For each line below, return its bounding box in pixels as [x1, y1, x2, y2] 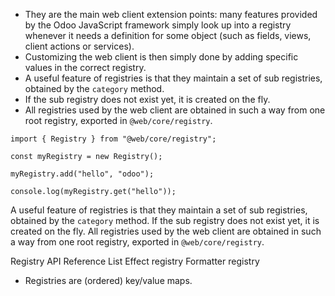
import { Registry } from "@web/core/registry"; [10, 134, 217, 144]
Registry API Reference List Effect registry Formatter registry [10, 255, 260, 267]
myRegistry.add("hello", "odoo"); [10, 169, 155, 179]
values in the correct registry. [24, 62, 147, 73]
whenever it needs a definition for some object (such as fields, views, [24, 30, 312, 41]
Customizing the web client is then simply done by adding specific [24, 51, 299, 63]
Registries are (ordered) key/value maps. [24, 275, 193, 286]
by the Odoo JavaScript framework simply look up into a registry [24, 19, 292, 31]
